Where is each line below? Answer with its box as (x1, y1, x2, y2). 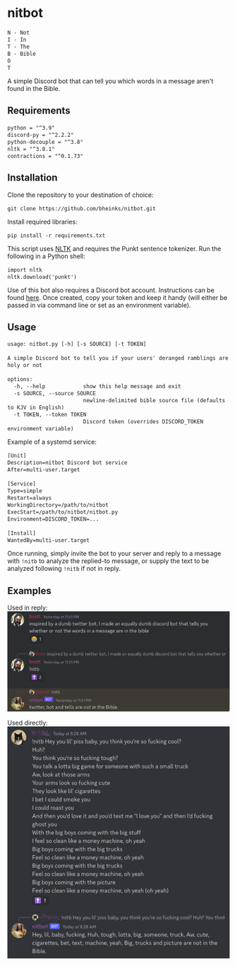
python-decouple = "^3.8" (7, 138, 83, 145)
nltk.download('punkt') (7, 273, 78, 280)
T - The (7, 43, 30, 50)
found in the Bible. (7, 84, 61, 92)
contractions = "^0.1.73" (7, 152, 83, 159)
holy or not (7, 362, 42, 369)
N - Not (7, 29, 30, 36)
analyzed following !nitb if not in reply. (7, 564, 121, 573)
